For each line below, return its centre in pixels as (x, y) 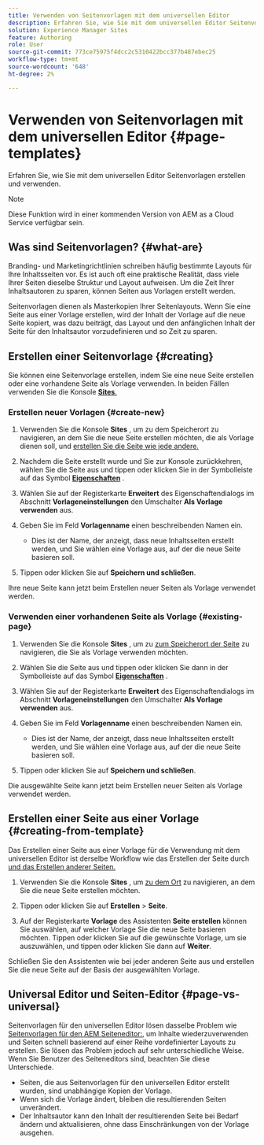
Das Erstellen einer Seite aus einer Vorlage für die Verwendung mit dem (124, 850)
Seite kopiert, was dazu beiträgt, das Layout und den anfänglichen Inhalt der (132, 323)
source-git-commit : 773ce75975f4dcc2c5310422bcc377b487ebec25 (112, 52)
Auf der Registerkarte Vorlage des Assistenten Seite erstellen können (133, 921)
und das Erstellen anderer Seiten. (62, 866)
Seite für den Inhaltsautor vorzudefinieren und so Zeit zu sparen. (113, 332)
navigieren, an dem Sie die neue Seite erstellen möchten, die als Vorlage (136, 438)
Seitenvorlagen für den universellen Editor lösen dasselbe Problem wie (123, 1025)
